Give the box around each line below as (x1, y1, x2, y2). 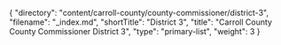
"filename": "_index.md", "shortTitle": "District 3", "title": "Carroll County (9, 17, 273, 27)
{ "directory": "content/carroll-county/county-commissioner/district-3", (9, 8, 269, 18)
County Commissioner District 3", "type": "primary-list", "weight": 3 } (9, 26, 261, 36)
